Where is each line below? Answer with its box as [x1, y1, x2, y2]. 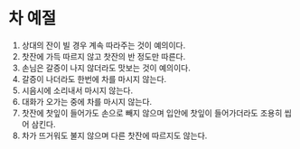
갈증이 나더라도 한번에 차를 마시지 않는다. [21, 73, 167, 84]
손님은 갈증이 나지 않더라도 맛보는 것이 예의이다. [21, 62, 191, 73]
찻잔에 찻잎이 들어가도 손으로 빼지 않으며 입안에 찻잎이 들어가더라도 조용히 [21, 107, 283, 118]
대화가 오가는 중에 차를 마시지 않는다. [21, 96, 153, 107]
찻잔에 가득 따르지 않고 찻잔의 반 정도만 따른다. [21, 51, 186, 61]
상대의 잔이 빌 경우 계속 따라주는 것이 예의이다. [21, 40, 186, 51]
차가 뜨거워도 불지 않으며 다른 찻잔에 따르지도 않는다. [21, 130, 208, 141]
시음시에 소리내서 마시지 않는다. [21, 85, 133, 96]
